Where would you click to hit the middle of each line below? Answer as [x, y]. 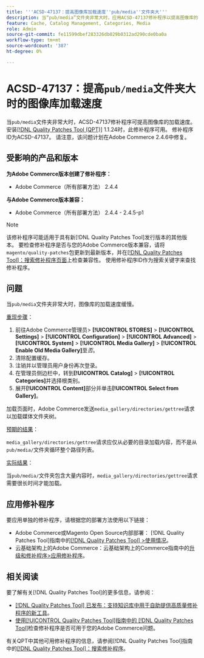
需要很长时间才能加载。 [36, 483]
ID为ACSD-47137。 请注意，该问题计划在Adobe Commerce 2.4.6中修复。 [98, 137]
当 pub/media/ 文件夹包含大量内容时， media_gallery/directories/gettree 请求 [102, 476]
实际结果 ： [20, 463]
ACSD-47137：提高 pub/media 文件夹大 [101, 88]
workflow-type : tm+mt [34, 40]
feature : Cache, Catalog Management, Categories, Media [78, 23]
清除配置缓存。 [34, 358]
